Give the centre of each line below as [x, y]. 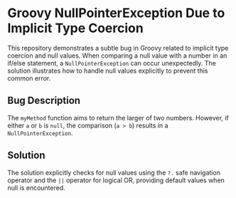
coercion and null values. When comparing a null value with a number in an [117, 56]
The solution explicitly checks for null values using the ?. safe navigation [114, 172]
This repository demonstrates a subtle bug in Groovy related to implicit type [118, 48]
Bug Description [44, 101]
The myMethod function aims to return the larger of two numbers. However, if [118, 118]
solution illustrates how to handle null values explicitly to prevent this [108, 71]
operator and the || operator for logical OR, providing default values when [116, 180]
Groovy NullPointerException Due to [116, 13]
